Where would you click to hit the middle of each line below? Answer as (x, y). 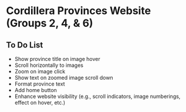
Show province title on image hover (58, 59)
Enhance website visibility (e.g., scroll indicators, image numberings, (97, 96)
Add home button (36, 90)
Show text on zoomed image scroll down (64, 78)
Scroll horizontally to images (49, 65)
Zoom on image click (40, 71)
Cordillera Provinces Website (79, 11)
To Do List (25, 45)
